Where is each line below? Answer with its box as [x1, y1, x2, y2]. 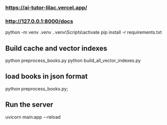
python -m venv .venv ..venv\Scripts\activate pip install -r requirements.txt [5, 29, 162, 36]
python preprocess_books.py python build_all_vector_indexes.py [5, 57, 141, 64]
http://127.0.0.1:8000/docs [5, 17, 74, 24]
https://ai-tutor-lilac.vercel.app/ [5, 4, 88, 11]
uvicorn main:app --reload [5, 114, 61, 120]
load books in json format [5, 72, 88, 81]
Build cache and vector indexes [5, 44, 107, 52]
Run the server [5, 101, 54, 109]
